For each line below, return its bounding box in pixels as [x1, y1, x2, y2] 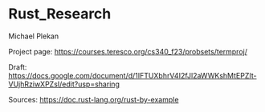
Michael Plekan [8, 31, 59, 41]
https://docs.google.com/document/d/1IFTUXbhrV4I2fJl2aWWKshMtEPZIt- [8, 70, 257, 80]
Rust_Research [8, 5, 112, 23]
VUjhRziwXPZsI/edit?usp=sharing [8, 79, 120, 89]
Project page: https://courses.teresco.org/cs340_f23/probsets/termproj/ [8, 46, 247, 56]
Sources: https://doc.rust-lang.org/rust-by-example [8, 94, 179, 104]
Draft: [8, 62, 27, 72]
